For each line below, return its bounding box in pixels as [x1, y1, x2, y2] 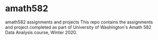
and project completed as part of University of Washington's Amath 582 [5, 24, 152, 30]
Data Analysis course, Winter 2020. [5, 29, 78, 35]
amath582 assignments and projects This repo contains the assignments [5, 19, 153, 25]
